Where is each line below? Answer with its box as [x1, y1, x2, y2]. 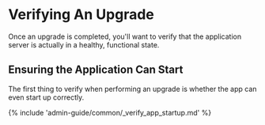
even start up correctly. [8, 93, 85, 102]
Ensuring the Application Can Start [8, 63, 184, 77]
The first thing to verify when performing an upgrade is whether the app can [8, 84, 257, 93]
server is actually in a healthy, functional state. [8, 40, 160, 49]
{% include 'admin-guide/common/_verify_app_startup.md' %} [8, 108, 212, 117]
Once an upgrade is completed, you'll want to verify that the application [8, 32, 242, 41]
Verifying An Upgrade [8, 6, 154, 24]
